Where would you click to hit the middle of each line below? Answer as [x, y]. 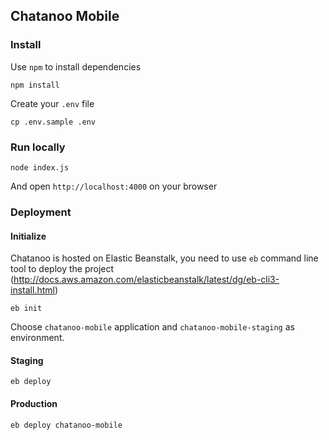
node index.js [40, 167]
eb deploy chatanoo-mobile [66, 425]
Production [34, 403]
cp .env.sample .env [53, 122]
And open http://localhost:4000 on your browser [114, 186]
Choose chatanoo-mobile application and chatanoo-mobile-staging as [152, 327]
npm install [35, 85]
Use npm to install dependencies [76, 66]
